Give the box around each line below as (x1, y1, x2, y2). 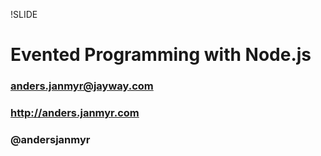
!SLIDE (10, 9, 38, 20)
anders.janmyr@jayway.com (10, 79, 154, 93)
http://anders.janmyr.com (10, 106, 140, 120)
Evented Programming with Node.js (10, 44, 312, 66)
